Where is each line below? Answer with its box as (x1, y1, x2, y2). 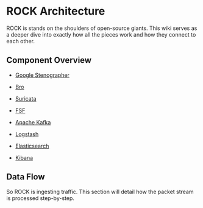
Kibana (15, 154, 34, 161)
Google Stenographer (15, 71, 70, 79)
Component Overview (6, 55, 92, 65)
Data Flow (6, 172, 45, 182)
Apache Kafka (15, 118, 51, 126)
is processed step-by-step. (6, 194, 74, 202)
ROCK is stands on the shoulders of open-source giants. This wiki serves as (6, 24, 198, 32)
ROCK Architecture (6, 4, 105, 18)
